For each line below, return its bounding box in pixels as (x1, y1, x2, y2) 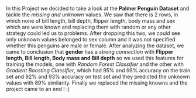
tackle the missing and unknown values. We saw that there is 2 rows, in (6, 11, 178, 18)
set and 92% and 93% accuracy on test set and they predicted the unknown (6, 73, 190, 80)
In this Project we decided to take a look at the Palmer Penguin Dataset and (6, 5, 190, 12)
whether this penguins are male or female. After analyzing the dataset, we (6, 42, 184, 49)
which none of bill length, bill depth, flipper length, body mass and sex (6, 17, 176, 24)
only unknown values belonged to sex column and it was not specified (6, 36, 176, 43)
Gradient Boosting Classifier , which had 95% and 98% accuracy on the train (6, 67, 191, 73)
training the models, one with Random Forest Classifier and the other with (6, 61, 184, 68)
